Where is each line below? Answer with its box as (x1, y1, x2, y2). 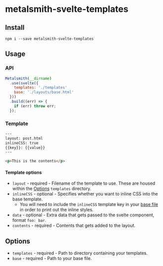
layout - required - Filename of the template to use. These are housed (12, 180, 156, 187)
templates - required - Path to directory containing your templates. (12, 250, 148, 256)
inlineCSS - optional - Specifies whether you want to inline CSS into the (12, 191, 158, 197)
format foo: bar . (12, 217, 46, 223)
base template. (12, 196, 43, 202)
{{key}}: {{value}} (5, 145, 45, 150)
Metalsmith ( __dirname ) (5, 76, 52, 81)
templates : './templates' (14, 85, 68, 90)
